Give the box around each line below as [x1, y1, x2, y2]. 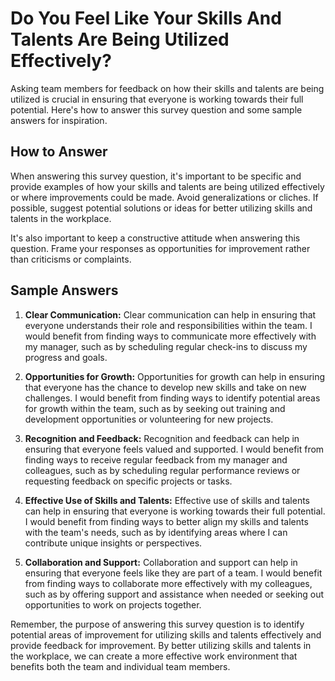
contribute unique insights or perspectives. [24, 537, 203, 549]
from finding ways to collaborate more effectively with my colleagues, [24, 577, 313, 589]
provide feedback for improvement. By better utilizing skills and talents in [10, 639, 312, 651]
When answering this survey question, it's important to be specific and [10, 170, 302, 182]
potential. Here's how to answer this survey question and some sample [10, 103, 303, 116]
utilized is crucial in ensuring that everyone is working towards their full [10, 93, 304, 105]
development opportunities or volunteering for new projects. [24, 413, 274, 425]
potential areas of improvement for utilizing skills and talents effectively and [10, 628, 322, 641]
